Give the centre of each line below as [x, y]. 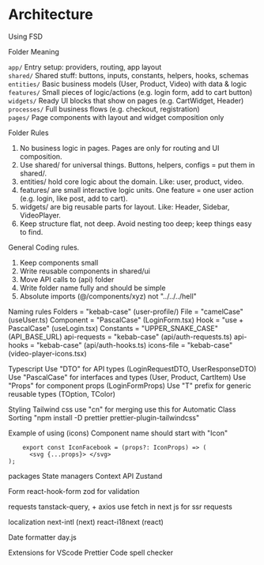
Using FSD [26, 36]
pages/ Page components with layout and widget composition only [116, 117]
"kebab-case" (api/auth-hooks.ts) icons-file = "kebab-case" [135, 345]
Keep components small [59, 262]
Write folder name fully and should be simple [92, 288]
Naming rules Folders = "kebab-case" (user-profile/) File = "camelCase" [126, 311]
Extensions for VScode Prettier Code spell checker [91, 552]
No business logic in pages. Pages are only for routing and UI [119, 148]
